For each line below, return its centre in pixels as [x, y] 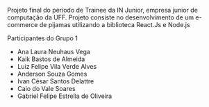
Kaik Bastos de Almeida [51, 59]
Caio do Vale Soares [46, 89]
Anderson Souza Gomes [52, 74]
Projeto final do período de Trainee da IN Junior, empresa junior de [102, 10]
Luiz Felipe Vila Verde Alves [57, 66]
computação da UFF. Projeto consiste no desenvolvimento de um [101, 17]
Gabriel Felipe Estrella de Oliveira [65, 96]
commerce [23, 25]
